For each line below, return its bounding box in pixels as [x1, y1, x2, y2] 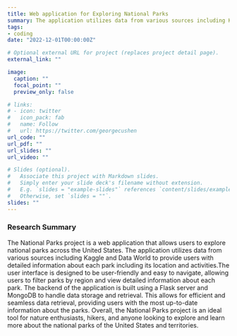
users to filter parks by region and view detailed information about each [7, 276, 216, 284]
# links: [7, 101, 33, 108]
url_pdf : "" [7, 140, 42, 148]
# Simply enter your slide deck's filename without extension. [7, 179, 203, 187]
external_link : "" [7, 56, 61, 64]
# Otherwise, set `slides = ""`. [7, 192, 112, 200]
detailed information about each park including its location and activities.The [7, 260, 230, 269]
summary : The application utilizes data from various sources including [7, 17, 226, 24]
